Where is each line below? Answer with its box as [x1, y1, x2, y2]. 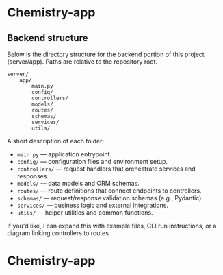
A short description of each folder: [7, 137, 105, 145]
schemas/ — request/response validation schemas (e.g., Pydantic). [16, 194, 204, 202]
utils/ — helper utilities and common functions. [16, 208, 153, 217]
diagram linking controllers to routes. [7, 229, 111, 237]
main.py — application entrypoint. [16, 150, 112, 158]
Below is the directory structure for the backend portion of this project [7, 50, 205, 58]
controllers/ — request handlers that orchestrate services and [16, 165, 196, 173]
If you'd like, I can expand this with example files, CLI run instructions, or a [7, 222, 217, 230]
